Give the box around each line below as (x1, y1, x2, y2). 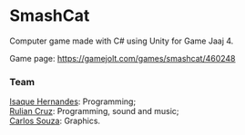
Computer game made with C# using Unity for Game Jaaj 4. (9, 35, 234, 46)
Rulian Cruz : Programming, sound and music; (9, 106, 179, 117)
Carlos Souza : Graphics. (9, 115, 101, 127)
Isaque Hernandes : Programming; (9, 96, 137, 107)
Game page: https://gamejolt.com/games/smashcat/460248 (9, 53, 236, 63)
